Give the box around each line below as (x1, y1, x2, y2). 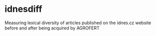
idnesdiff (4, 3, 42, 15)
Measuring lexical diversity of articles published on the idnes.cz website (4, 20, 152, 26)
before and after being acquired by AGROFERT (4, 25, 100, 31)
